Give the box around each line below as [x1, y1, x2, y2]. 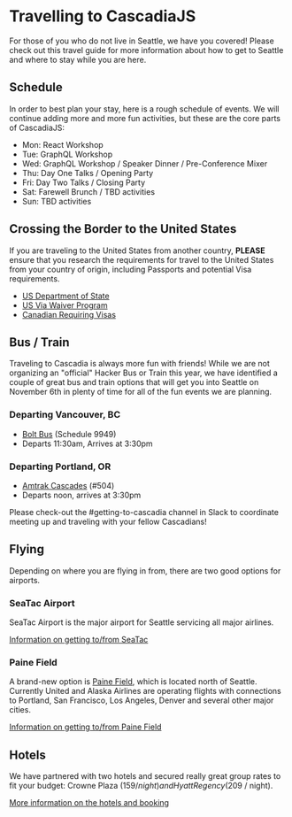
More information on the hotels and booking [9, 798, 170, 808]
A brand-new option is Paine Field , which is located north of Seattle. [9, 676, 258, 687]
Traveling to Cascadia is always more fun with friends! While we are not [9, 358, 270, 369]
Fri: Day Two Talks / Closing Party [21, 177, 146, 188]
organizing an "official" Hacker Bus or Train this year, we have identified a [9, 367, 278, 378]
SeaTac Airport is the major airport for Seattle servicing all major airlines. [9, 617, 274, 628]
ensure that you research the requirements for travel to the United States [9, 254, 274, 265]
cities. [9, 705, 31, 715]
